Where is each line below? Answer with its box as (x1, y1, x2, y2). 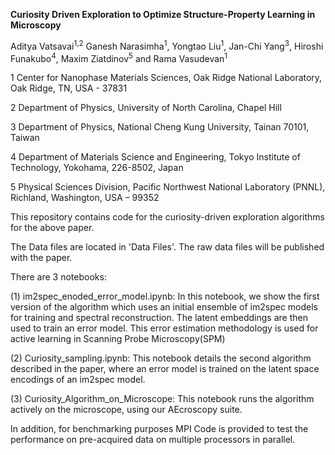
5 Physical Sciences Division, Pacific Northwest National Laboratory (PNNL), (10, 181, 326, 193)
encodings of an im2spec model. (10, 374, 146, 386)
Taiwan (10, 132, 40, 144)
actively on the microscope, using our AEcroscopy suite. (10, 404, 243, 416)
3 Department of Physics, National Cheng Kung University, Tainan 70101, (10, 121, 310, 133)
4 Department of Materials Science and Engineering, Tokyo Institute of (10, 151, 301, 163)
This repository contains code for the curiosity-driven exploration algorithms (10, 211, 325, 223)
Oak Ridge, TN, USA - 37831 (10, 82, 128, 94)
